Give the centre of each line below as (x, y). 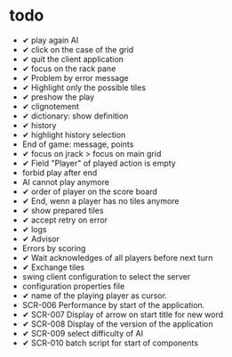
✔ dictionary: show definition (75, 116)
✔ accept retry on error (65, 220)
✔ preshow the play (58, 97)
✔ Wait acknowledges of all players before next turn (117, 257)
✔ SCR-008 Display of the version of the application (117, 324)
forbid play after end (60, 172)
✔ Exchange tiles (53, 267)
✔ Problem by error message (75, 77)
